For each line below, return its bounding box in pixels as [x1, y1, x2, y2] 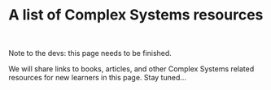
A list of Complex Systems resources [8, 6, 264, 24]
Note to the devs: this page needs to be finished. [8, 48, 173, 58]
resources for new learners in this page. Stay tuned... [8, 72, 187, 82]
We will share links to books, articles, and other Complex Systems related [8, 63, 255, 74]
